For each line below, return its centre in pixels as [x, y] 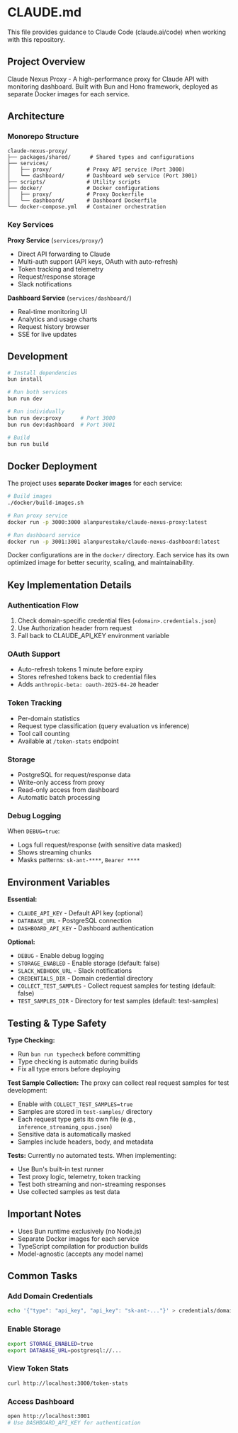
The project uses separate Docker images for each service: [95, 484]
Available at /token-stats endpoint [68, 741]
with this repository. [36, 39]
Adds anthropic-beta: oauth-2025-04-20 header [88, 684]
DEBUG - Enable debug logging [61, 956]
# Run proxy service [38, 515]
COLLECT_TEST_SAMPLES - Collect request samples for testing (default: [117, 986]
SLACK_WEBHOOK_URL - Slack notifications [75, 971]
